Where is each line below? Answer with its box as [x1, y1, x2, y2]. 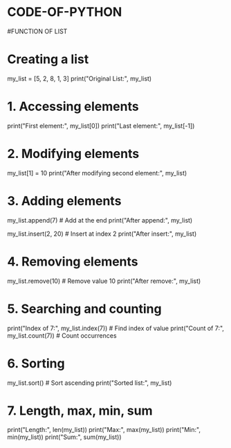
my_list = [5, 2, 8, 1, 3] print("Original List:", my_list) [7, 74, 152, 83]
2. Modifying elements [7, 146, 140, 162]
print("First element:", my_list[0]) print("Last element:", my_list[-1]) [7, 121, 195, 130]
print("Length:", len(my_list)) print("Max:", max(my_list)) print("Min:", [7, 426, 201, 434]
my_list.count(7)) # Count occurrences [7, 331, 117, 340]
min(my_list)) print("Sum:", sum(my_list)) [7, 433, 122, 441]
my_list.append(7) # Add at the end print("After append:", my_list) [7, 216, 193, 224]
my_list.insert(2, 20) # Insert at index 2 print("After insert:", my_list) [7, 230, 197, 238]
